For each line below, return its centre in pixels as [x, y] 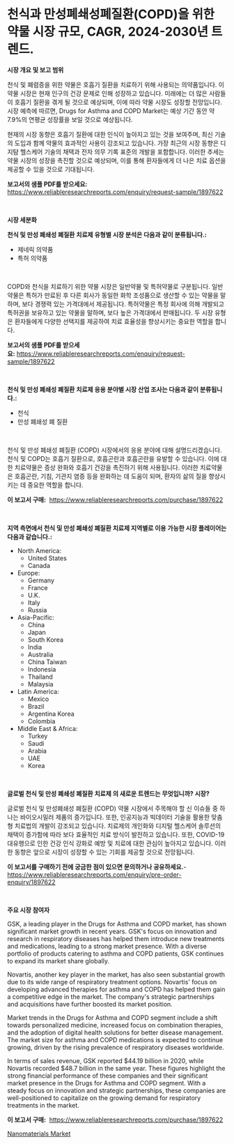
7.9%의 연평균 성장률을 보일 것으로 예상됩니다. [70, 119]
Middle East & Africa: [47, 728]
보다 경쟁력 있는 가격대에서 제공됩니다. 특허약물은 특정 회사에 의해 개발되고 [123, 303]
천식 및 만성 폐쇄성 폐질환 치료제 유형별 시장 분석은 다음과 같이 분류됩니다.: [107, 234]
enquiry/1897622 [31, 882]
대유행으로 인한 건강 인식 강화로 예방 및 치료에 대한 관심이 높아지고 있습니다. [110, 843]
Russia [37, 610]
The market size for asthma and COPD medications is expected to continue [115, 1039]
